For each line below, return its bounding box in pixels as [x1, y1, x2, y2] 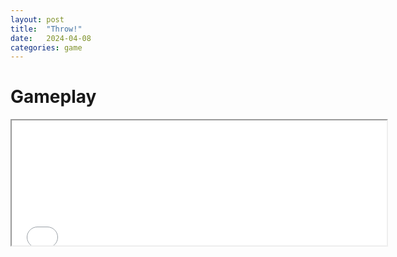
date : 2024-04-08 [10, 33, 92, 43]
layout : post [10, 14, 65, 25]
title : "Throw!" [10, 24, 83, 34]
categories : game [10, 42, 83, 53]
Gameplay [10, 86, 97, 108]
